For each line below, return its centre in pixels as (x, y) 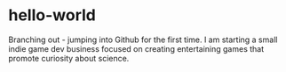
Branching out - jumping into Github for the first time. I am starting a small (143, 40)
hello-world (52, 15)
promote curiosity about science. (69, 58)
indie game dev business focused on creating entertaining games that (136, 48)
